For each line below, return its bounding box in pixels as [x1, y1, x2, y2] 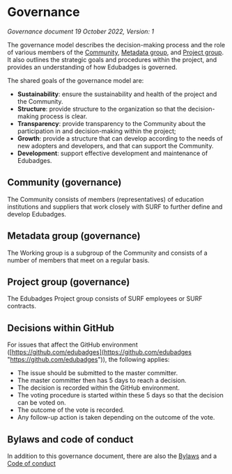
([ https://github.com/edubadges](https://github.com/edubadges [7, 348, 192, 356]
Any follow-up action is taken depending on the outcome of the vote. [17, 413, 215, 422]
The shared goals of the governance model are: [7, 76, 144, 84]
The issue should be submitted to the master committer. [17, 369, 178, 377]
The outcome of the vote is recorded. [17, 406, 125, 414]
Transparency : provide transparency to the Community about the [17, 119, 206, 127]
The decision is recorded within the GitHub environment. [17, 384, 180, 392]
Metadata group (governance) [7, 230, 141, 242]
